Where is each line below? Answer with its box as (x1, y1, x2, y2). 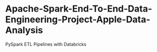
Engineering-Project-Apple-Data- (5, 14, 151, 25)
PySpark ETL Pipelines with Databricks (5, 41, 86, 47)
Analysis (5, 25, 43, 36)
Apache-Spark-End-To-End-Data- (5, 3, 152, 15)
